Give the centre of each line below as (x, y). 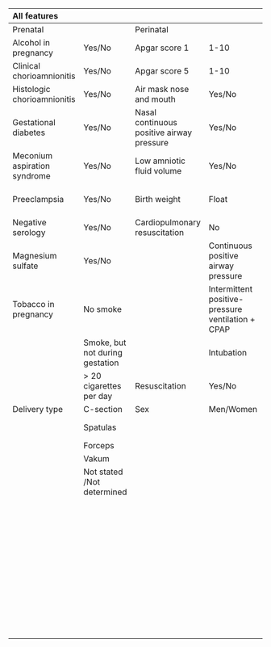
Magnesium (35, 256)
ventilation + (232, 319)
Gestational (34, 122)
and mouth (155, 99)
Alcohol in (31, 42)
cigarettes (102, 386)
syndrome (31, 176)
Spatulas (100, 427)
